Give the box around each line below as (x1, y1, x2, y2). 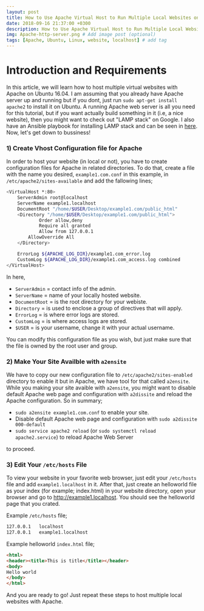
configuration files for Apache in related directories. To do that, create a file (6, 164, 195, 172)
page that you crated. (6, 500, 61, 508)
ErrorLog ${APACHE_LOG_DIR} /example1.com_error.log (17, 251, 151, 257)
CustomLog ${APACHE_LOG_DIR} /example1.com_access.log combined (17, 256, 181, 262)
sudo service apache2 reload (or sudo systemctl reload (15, 427, 156, 434)
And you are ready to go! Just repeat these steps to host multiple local (6, 592, 182, 599)
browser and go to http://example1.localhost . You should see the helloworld (6, 494, 195, 501)
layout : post (6, 9, 39, 15)
